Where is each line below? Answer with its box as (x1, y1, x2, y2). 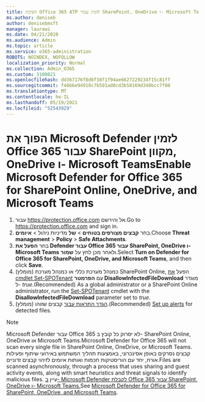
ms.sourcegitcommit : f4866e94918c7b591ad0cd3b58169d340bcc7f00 (6, 83, 171, 89)
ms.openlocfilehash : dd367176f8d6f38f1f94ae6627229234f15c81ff (6, 77, 171, 83)
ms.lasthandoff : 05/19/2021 (6, 99, 78, 105)
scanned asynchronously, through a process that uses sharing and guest (6, 363, 190, 370)
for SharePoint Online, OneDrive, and (6, 183, 198, 197)
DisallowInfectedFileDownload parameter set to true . (15, 294, 151, 301)
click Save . (15, 261, 43, 269)
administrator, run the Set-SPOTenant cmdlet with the (15, 287, 150, 295)
